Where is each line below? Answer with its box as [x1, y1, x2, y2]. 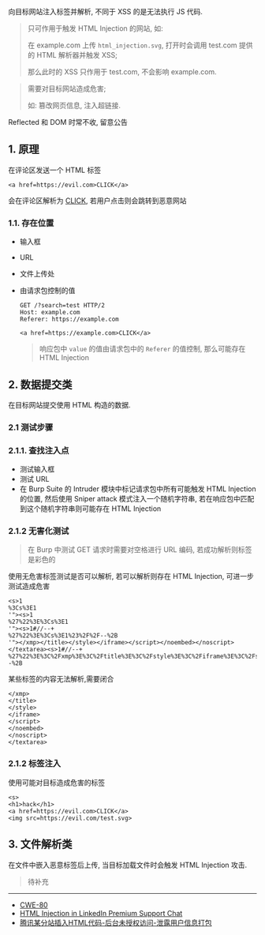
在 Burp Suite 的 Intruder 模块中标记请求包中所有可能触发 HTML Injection [19, 484, 256, 494]
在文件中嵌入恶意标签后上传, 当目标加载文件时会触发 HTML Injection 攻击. [8, 860, 248, 869]
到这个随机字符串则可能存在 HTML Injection [19, 504, 162, 513]
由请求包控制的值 [19, 286, 76, 295]
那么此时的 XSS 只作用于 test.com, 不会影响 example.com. [27, 67, 217, 77]
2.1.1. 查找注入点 [8, 445, 69, 456]
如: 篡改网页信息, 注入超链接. [27, 101, 121, 110]
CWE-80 [19, 899, 49, 910]
